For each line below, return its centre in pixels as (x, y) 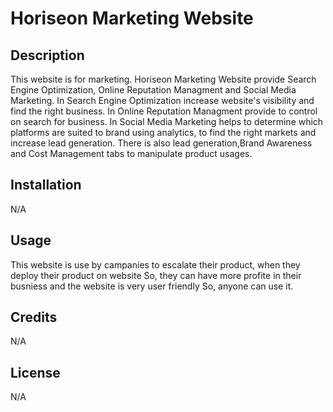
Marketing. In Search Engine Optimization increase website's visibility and (162, 100)
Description (47, 55)
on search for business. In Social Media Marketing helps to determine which (167, 121)
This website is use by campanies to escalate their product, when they (155, 264)
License (35, 372)
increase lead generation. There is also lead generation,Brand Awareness (161, 143)
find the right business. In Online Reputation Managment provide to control (164, 111)
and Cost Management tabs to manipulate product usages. (131, 153)
